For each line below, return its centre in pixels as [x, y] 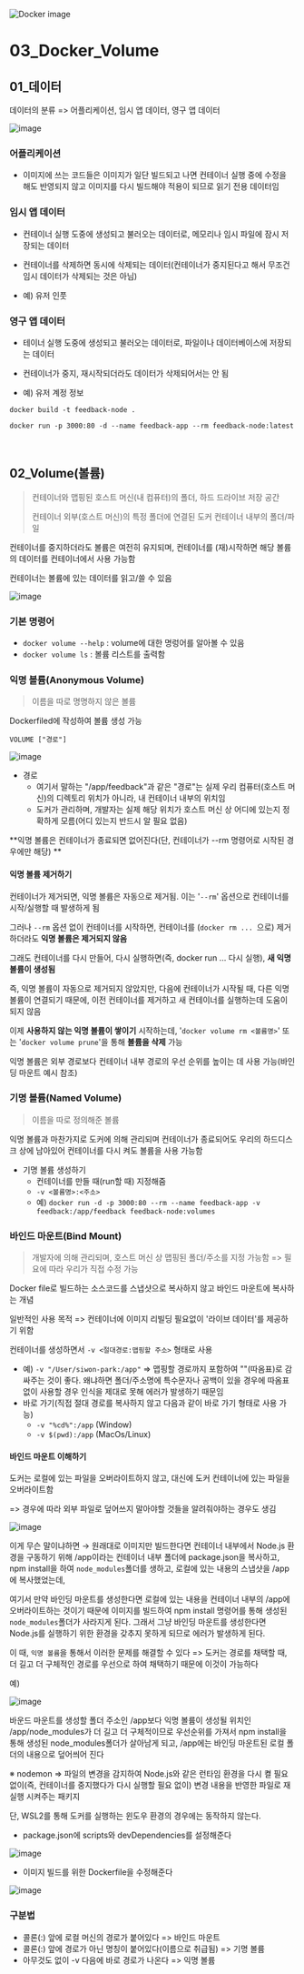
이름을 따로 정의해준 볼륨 [75, 1120]
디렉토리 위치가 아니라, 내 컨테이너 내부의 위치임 [141, 798]
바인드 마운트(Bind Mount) [66, 1235]
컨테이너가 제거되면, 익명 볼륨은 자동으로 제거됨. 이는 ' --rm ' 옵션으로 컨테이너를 [149, 896]
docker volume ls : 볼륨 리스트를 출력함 [94, 654]
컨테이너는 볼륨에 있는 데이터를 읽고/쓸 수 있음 [91, 578]
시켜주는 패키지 [53, 1797]
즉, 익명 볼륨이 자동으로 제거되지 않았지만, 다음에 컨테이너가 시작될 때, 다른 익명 [150, 988]
